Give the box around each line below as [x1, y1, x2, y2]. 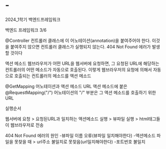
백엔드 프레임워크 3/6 [5, 27, 47, 33]
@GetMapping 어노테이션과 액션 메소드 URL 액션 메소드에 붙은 [5, 83, 128, 89]
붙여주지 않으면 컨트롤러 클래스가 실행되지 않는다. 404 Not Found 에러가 [10, 44, 151, 50]
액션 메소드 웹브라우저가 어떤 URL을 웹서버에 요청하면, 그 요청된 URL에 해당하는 [5, 60, 160, 66]
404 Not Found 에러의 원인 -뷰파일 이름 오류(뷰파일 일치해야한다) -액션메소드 [5, 132, 156, 138]
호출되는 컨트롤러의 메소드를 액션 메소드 [14, 73, 92, 79]
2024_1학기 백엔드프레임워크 [5, 16, 61, 22]
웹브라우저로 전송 [10, 122, 44, 128]
